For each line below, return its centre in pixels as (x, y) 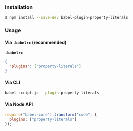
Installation (19, 7)
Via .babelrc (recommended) (36, 42)
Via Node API (19, 104)
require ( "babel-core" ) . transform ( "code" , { (51, 115)
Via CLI (13, 82)
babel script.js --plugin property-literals (52, 93)
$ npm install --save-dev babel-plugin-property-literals (66, 18)
